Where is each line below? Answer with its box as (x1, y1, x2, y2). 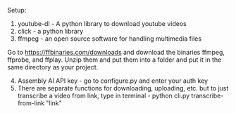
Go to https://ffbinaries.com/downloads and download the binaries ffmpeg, (7, 48, 225, 56)
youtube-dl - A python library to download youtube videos (17, 20, 187, 27)
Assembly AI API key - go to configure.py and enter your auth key (17, 77, 209, 85)
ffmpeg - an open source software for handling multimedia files (17, 34, 202, 43)
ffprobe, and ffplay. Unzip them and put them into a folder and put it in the (7, 55, 222, 64)
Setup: (7, 6, 27, 14)
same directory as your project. (7, 63, 99, 71)
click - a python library (17, 27, 84, 35)
